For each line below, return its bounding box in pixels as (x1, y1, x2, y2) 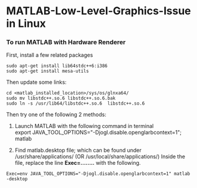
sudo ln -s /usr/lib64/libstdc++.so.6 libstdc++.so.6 (6, 101, 145, 106)
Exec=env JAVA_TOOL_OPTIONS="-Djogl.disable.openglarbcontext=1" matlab (6, 171, 190, 177)
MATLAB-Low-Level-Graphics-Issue (6, 4, 192, 18)
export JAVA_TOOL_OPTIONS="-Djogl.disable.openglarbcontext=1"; (14, 129, 182, 136)
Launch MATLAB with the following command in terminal (14, 123, 154, 130)
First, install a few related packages (6, 52, 93, 59)
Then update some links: (6, 79, 67, 86)
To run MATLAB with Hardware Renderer (6, 38, 126, 46)
